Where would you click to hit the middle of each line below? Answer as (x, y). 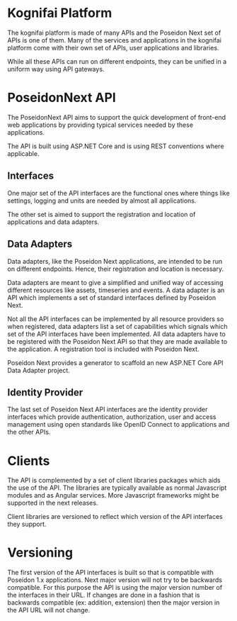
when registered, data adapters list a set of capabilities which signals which (117, 326)
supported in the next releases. (53, 503)
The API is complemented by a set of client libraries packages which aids (114, 481)
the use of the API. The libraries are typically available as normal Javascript (117, 488)
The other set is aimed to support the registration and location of (102, 214)
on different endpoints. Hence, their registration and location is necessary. (116, 269)
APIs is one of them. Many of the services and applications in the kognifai (114, 40)
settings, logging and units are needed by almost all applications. (102, 201)
